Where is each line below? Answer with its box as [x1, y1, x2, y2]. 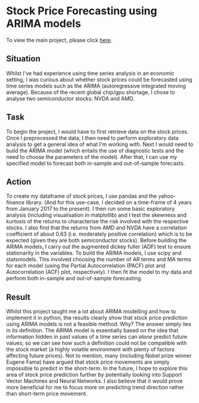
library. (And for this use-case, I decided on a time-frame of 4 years [26, 199, 192, 206]
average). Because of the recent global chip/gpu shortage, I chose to [6, 88, 175, 96]
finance [6, 199, 25, 206]
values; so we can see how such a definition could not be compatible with [6, 339, 187, 346]
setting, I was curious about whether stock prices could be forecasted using [6, 76, 192, 83]
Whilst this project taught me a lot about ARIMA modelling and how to [6, 308, 176, 315]
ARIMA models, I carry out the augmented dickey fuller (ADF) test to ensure [6, 243, 191, 251]
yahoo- [158, 192, 176, 200]
